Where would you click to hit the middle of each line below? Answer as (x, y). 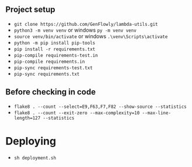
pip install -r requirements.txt (55, 49)
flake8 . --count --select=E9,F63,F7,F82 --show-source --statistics (100, 107)
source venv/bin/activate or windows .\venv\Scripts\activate (91, 36)
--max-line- (157, 113)
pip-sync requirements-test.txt (53, 68)
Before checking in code (50, 92)
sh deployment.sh (35, 158)
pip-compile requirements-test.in (56, 55)
